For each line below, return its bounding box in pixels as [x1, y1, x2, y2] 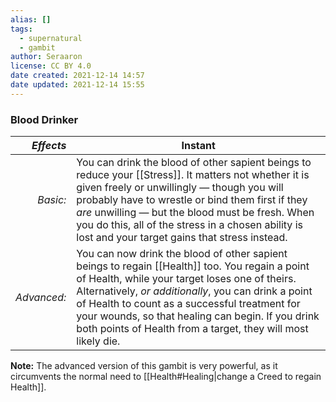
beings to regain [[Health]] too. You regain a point [76, 259, 310, 273]
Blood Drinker [10, 112, 79, 126]
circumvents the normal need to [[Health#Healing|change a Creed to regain [10, 371, 322, 383]
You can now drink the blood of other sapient [76, 247, 288, 261]
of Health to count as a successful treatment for [76, 297, 301, 311]
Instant [181, 139, 216, 153]
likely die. [76, 334, 121, 348]
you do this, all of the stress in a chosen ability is [76, 218, 303, 232]
